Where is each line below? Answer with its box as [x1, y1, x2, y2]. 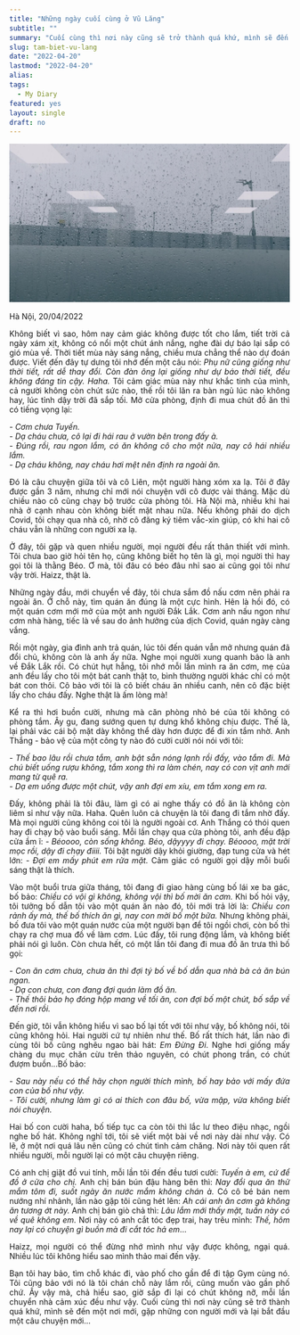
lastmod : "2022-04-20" [9, 62, 93, 70]
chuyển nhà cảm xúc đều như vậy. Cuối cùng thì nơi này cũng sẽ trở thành [9, 1296, 290, 1306]
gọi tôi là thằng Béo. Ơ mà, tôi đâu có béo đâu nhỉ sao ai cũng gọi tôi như [9, 560, 290, 571]
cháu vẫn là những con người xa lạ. [9, 523, 138, 534]
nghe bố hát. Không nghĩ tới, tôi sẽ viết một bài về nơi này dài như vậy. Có [9, 1131, 290, 1141]
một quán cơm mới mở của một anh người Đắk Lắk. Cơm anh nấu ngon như [9, 606, 290, 616]
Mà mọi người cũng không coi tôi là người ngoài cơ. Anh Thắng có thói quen [9, 817, 290, 828]
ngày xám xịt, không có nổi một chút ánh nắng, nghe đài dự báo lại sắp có [9, 337, 290, 348]
